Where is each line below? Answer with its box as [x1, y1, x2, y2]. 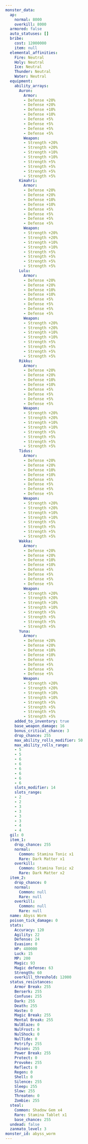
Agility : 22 [14, 932, 40, 937]
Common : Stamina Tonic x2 [18, 866, 74, 871]
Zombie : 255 [14, 1098, 40, 1103]
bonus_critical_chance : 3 [14, 728, 70, 733]
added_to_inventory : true [14, 719, 70, 724]
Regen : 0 [14, 1070, 33, 1075]
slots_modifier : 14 [14, 785, 56, 791]
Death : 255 [14, 1003, 38, 1008]
